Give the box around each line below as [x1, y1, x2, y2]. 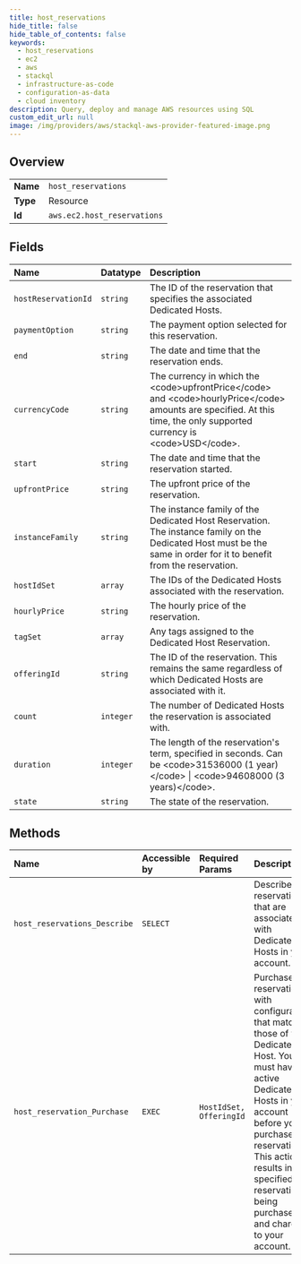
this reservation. [149, 329, 218, 341]
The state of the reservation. [149, 795, 270, 807]
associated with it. [149, 684, 227, 697]
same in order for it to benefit [149, 547, 272, 560]
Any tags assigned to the [149, 624, 254, 637]
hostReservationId [13, 293, 92, 304]
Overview [9, 154, 65, 170]
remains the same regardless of [149, 662, 283, 675]
